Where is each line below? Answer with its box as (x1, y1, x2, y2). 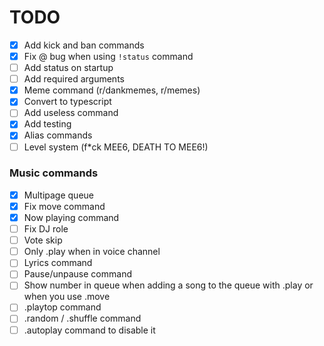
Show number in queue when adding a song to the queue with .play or (23, 279, 314, 291)
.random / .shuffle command (23, 312, 142, 325)
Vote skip (23, 234, 63, 246)
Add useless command (23, 107, 119, 119)
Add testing (23, 118, 72, 130)
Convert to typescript (23, 96, 112, 108)
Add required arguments (23, 73, 125, 85)
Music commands (9, 166, 99, 180)
